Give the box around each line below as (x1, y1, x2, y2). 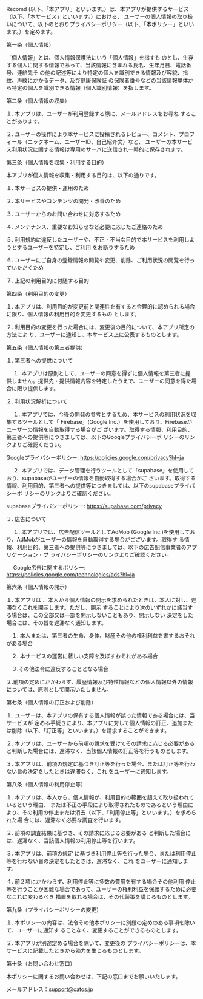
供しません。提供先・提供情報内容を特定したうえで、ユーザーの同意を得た (6, 377, 192, 384)
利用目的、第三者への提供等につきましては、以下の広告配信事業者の (16, 544, 187, 551)
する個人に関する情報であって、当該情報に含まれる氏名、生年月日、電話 (6, 61, 187, 69)
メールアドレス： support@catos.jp (6, 986, 94, 993)
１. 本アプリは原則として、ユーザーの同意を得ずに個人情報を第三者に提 (13, 370, 191, 377)
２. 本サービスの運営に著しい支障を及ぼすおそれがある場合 (11, 652, 158, 660)
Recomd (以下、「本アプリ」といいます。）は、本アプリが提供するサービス (6, 5, 189, 12)
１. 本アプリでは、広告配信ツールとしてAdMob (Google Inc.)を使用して (13, 528, 190, 536)
